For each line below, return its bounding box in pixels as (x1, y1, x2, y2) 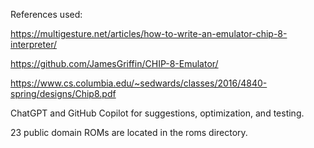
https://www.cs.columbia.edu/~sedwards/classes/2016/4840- (10, 77, 268, 89)
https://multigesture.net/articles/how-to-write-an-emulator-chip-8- (10, 28, 288, 39)
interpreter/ (10, 39, 57, 50)
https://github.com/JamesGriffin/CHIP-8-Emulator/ (10, 58, 219, 69)
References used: (10, 9, 83, 20)
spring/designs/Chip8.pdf (10, 88, 117, 99)
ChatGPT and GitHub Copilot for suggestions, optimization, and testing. (10, 107, 305, 119)
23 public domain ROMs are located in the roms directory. (10, 127, 248, 138)
